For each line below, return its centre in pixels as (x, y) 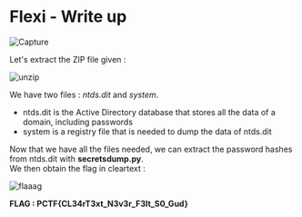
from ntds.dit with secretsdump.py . (76, 158)
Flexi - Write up (68, 17)
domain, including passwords (78, 122)
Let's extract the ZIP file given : (68, 59)
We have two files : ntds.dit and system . (84, 94)
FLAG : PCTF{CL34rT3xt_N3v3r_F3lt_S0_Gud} (99, 203)
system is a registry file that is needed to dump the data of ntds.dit (147, 131)
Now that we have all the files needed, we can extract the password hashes (151, 149)
